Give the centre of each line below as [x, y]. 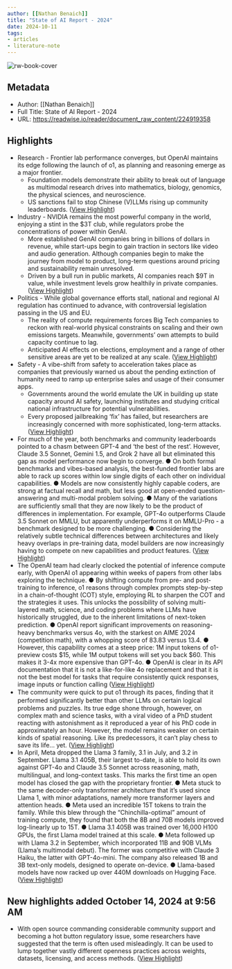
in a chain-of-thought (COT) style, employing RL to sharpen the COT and [121, 595]
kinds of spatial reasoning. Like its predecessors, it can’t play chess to [117, 738]
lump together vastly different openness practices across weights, [111, 951]
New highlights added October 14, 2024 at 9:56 [111, 901]
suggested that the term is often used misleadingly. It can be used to [115, 944]
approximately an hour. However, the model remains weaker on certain [118, 730]
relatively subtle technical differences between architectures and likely [118, 536]
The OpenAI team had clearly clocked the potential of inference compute [121, 565]
